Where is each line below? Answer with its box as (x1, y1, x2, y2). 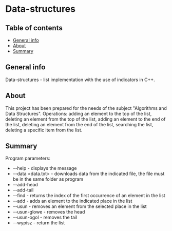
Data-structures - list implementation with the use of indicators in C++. (5, 76, 155, 83)
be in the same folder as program (12, 176, 84, 182)
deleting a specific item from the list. (5, 127, 83, 133)
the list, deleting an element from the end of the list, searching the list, (5, 121, 154, 127)
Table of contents (5, 24, 63, 32)
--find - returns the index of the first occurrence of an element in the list (12, 192, 165, 199)
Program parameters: (5, 155, 50, 162)
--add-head (12, 182, 39, 188)
